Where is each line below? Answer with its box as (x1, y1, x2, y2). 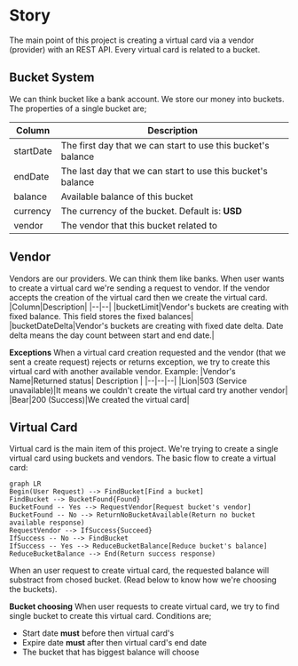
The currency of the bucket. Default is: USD (60, 205, 242, 217)
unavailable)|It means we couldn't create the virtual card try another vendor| (9, 384, 288, 396)
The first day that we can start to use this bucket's (60, 139, 270, 151)
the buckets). (9, 584, 58, 595)
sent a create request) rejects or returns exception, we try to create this (9, 357, 271, 367)
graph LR (9, 479, 42, 489)
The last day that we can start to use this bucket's (60, 164, 268, 177)
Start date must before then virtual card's (21, 628, 175, 638)
